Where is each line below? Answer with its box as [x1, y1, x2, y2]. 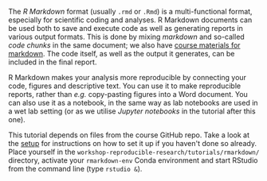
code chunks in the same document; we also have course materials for [8, 40, 241, 50]
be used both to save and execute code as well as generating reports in [8, 24, 243, 33]
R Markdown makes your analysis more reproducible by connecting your [8, 73, 247, 82]
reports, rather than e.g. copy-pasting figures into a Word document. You [8, 90, 249, 98]
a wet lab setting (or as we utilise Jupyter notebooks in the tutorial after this [8, 106, 257, 116]
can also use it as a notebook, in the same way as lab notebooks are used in [8, 98, 258, 107]
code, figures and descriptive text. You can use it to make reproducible [8, 81, 241, 90]
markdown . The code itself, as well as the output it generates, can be [8, 49, 235, 58]
